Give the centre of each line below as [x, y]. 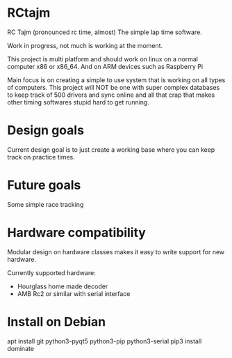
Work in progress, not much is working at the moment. [85, 45]
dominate [21, 348]
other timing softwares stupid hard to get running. [78, 102]
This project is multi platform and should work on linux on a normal [102, 59]
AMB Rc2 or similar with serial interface [74, 293]
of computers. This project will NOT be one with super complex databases [114, 87]
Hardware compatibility [76, 233]
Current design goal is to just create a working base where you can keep [111, 149]
